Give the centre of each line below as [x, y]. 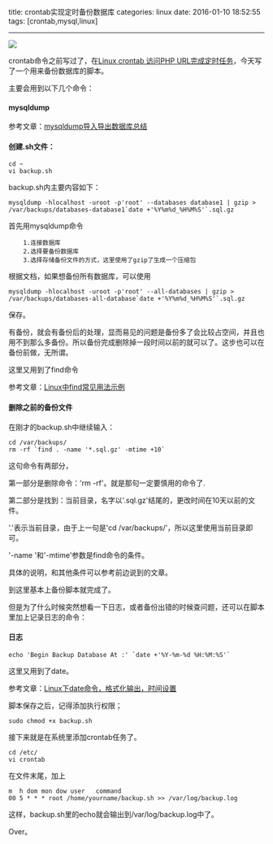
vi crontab [27, 759]
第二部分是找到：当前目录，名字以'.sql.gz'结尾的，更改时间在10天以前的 [128, 500]
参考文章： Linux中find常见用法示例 [67, 387]
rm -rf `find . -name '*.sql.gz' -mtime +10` [87, 450]
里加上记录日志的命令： [48, 617]
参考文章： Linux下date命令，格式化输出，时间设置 [93, 688]
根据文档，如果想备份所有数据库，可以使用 [80, 276]
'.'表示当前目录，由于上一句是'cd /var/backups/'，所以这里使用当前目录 [127, 528]
